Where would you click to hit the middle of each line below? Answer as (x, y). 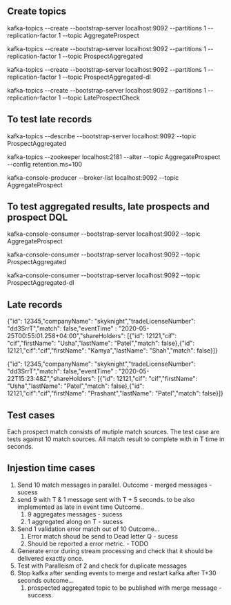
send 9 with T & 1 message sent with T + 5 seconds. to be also (106, 499)
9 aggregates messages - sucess (75, 514)
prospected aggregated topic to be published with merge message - (124, 588)
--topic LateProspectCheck (101, 97)
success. (40, 595)
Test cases (31, 415)
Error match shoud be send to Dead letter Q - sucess (102, 536)
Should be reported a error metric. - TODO (88, 543)
